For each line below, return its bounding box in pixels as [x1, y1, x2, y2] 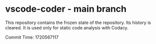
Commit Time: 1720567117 [5, 34, 59, 40]
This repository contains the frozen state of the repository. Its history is [5, 20, 151, 25]
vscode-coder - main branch [5, 3, 127, 15]
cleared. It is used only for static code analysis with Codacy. [5, 24, 129, 30]
